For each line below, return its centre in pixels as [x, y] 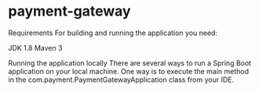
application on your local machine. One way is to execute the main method [129, 71]
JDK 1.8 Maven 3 [35, 48]
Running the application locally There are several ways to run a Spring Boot [130, 63]
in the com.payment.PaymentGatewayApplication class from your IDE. [121, 80]
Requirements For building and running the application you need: [113, 33]
